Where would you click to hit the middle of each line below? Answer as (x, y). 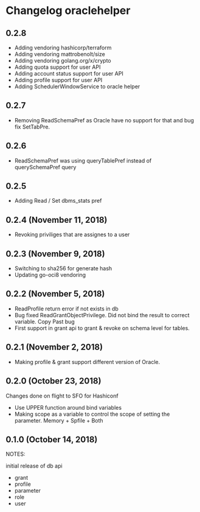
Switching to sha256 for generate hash (63, 268)
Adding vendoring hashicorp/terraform (63, 47)
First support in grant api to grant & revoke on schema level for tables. (102, 328)
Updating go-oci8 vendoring (50, 275)
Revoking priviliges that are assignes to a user (72, 234)
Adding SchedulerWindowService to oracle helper (77, 86)
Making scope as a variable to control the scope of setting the (92, 414)
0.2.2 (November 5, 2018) (55, 294)
